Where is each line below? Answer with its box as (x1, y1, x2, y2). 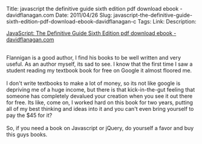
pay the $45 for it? (6, 111, 53, 119)
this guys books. (6, 131, 48, 138)
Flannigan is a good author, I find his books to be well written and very (6, 54, 181, 61)
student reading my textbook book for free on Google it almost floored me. (6, 67, 192, 74)
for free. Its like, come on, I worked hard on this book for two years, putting (6, 99, 194, 106)
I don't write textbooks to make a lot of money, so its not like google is (6, 80, 181, 87)
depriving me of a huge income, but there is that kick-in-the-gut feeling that (6, 86, 195, 93)
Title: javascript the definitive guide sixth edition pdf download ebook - (6, 5, 183, 12)
